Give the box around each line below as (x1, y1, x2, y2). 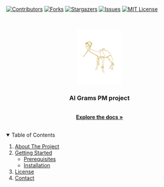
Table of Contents (11, 131, 55, 139)
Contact (14, 175, 34, 182)
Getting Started (14, 149, 52, 157)
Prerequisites (23, 156, 56, 163)
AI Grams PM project (69, 94, 130, 102)
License (14, 168, 34, 175)
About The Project (14, 143, 60, 150)
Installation (23, 162, 50, 169)
